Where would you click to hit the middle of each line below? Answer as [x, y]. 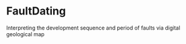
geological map [25, 34]
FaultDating [36, 11]
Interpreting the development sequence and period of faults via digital [93, 28]
